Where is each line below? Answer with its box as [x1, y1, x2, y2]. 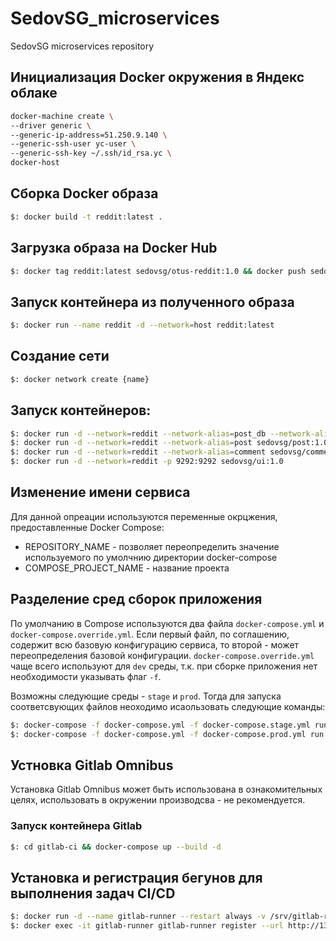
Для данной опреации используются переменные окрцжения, [10, 510, 278, 522]
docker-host [10, 158, 60, 168]
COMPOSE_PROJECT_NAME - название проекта [24, 562, 230, 574]
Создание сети [10, 348, 110, 365]
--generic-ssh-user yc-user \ [10, 139, 137, 149]
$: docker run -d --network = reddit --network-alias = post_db [10, 428, 267, 439]
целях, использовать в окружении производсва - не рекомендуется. [10, 794, 306, 806]
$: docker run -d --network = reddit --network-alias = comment [10, 447, 267, 457]
